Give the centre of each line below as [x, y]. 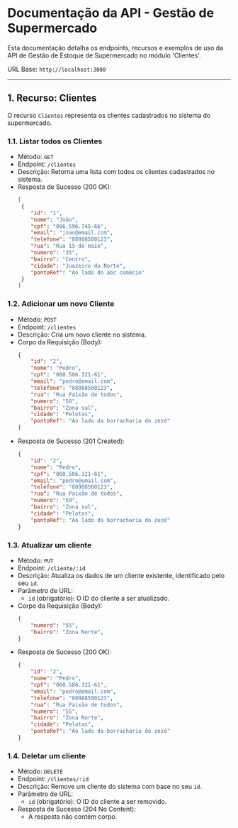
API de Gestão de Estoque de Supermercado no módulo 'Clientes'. [104, 55]
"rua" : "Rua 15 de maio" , [69, 246]
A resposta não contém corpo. [73, 817]
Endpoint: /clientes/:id [53, 779]
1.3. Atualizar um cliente [50, 545]
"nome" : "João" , [55, 219]
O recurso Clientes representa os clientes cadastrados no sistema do [109, 115]
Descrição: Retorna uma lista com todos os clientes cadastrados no [116, 172]
